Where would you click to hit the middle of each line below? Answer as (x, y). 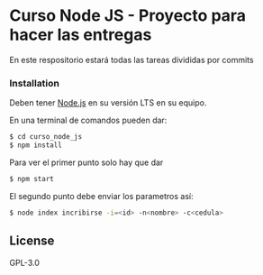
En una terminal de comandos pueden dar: (88, 120)
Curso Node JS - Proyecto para (127, 16)
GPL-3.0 (25, 262)
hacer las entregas (81, 35)
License (32, 241)
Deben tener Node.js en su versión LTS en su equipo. (108, 103)
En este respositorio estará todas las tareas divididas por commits (131, 60)
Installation (35, 83)
